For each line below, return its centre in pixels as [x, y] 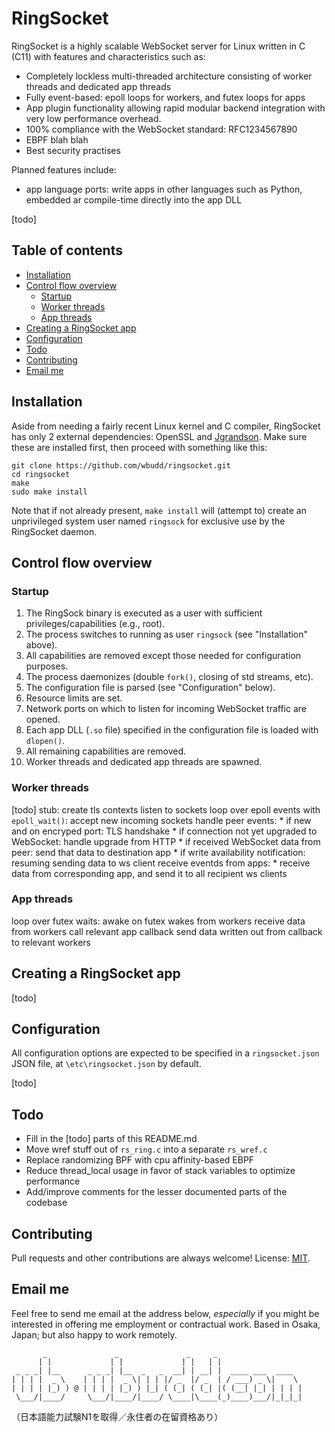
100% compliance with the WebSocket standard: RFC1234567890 [161, 129]
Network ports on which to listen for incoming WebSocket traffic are [166, 709]
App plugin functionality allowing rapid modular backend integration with [175, 108]
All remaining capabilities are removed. [106, 751]
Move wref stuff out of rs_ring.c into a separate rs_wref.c [146, 1149]
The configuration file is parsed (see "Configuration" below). [150, 688]
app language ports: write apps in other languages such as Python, [164, 189]
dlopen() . [45, 741]
